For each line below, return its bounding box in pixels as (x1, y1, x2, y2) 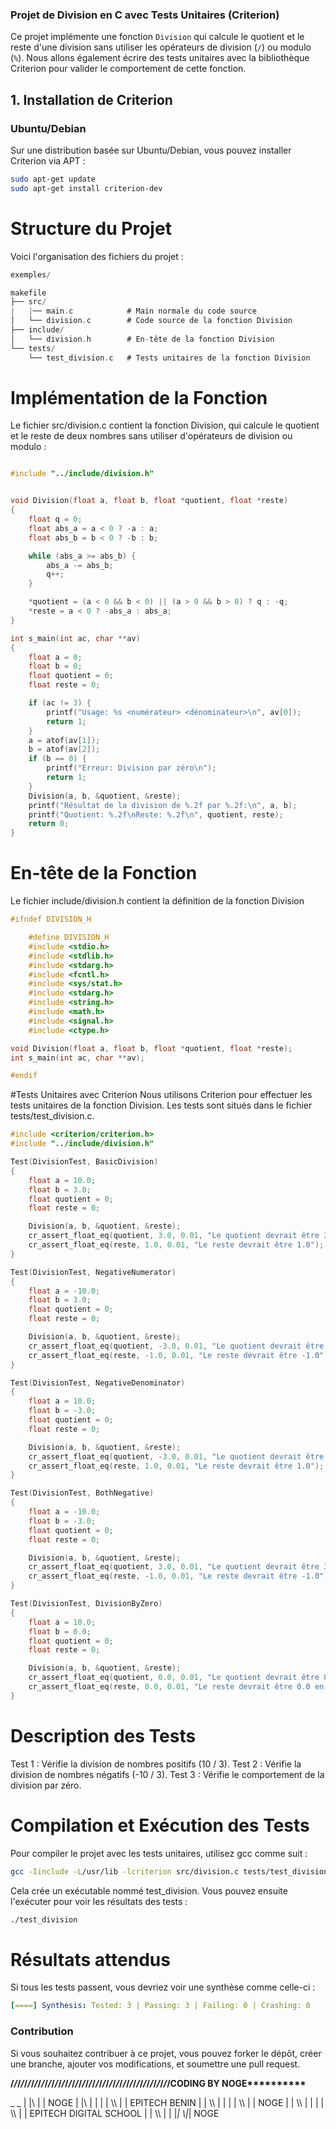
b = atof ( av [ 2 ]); (28, 744, 101, 755)
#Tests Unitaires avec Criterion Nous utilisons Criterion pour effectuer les (10, 1089, 313, 1101)
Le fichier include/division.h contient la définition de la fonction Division (10, 895, 305, 907)
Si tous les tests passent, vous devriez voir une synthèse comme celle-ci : (10, 1981, 316, 1993)
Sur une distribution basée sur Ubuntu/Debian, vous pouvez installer (10, 144, 292, 156)
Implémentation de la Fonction (10, 386, 268, 409)
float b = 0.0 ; (28, 1626, 92, 1637)
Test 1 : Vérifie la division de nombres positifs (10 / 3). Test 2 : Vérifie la (10, 1758, 302, 1770)
